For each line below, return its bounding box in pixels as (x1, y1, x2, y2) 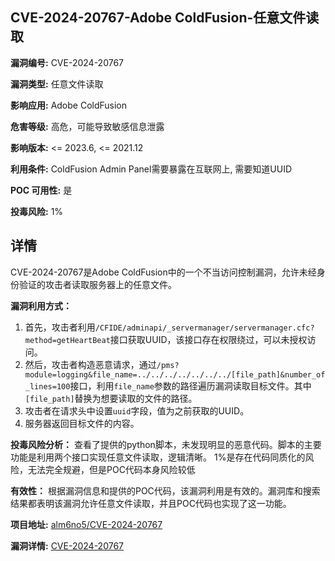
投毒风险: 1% (10, 205, 64, 217)
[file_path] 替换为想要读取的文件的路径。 (24, 392, 198, 404)
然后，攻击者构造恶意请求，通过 (24, 358, 157, 370)
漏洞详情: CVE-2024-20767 (10, 539, 124, 552)
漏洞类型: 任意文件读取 (10, 78, 104, 90)
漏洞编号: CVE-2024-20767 (10, 56, 124, 68)
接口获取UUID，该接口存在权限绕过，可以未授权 (109, 333, 308, 345)
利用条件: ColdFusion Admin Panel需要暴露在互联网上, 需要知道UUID (10, 163, 293, 175)
